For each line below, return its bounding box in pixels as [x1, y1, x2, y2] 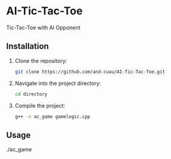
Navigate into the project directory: [14, 79, 102, 87]
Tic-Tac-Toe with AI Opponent [6, 24, 81, 31]
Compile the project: [14, 102, 66, 109]
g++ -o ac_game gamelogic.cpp [14, 114, 91, 120]
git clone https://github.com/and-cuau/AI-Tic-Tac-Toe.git [14, 69, 166, 75]
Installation [6, 41, 49, 51]
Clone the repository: [14, 57, 68, 64]
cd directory [14, 91, 48, 97]
